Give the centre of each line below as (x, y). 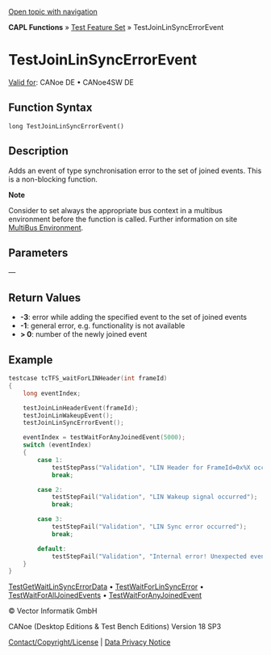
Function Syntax (50, 108)
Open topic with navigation (53, 12)
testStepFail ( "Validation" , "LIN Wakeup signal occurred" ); (154, 497)
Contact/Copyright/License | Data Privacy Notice (90, 642)
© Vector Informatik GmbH (53, 611)
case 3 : (50, 519)
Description (38, 151)
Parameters (38, 252)
